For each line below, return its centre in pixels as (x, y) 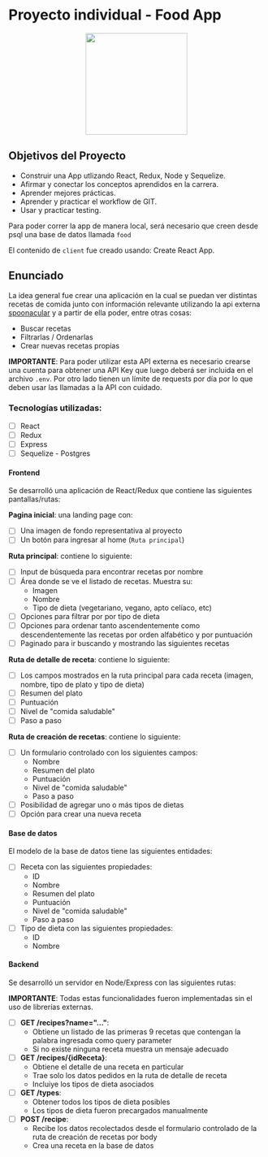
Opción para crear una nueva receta (81, 814)
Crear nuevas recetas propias (70, 345)
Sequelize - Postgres (55, 453)
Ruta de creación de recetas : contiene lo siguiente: (95, 737)
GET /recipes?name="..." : (65, 1022)
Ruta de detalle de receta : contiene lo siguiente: (89, 659)
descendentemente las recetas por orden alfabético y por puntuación (136, 635)
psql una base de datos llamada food (70, 234)
